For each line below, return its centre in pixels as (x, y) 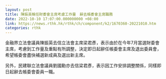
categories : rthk (23, 28)
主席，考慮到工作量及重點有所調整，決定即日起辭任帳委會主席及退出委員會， (83, 49)
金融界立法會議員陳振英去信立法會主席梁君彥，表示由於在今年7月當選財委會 (82, 43)
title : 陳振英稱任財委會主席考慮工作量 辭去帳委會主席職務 (59, 14)
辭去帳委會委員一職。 (35, 72)
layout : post (19, 10)
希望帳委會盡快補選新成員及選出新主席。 (46, 55)
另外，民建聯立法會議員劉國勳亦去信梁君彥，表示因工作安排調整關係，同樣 (81, 66)
